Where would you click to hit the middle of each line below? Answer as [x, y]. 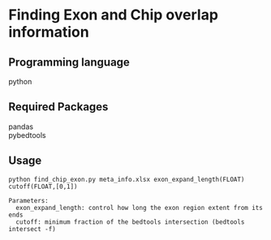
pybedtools [27, 135]
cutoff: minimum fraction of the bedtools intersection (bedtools [130, 222]
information [49, 32]
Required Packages [58, 107]
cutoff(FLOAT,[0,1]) [43, 186]
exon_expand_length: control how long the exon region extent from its [140, 208]
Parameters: [28, 200]
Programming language [69, 62]
